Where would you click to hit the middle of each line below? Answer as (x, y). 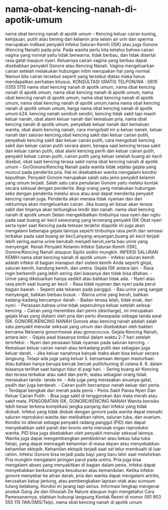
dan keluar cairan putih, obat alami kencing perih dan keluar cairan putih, (80, 151)
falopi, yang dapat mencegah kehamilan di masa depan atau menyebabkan (82, 443)
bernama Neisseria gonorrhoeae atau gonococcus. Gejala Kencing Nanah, (82, 332)
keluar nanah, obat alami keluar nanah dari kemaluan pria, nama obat (76, 119)
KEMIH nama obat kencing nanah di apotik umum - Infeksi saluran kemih (80, 257)
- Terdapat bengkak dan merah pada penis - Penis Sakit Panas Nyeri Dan (80, 390)
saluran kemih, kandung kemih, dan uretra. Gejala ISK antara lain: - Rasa (79, 268)
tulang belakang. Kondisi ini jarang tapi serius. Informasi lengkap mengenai (82, 486)
